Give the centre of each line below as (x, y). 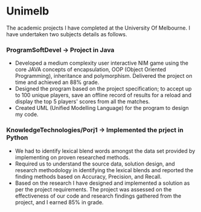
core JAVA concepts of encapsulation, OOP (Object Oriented (91, 69)
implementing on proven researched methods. (72, 157)
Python (17, 138)
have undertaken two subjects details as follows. (67, 34)
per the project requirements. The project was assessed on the (93, 189)
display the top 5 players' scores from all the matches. (82, 101)
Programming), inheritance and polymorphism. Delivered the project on (104, 76)
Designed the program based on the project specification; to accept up (103, 89)
